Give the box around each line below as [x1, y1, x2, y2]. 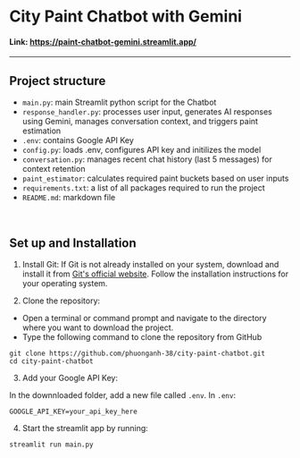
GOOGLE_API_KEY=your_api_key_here [9, 407, 138, 417]
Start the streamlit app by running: [21, 423, 149, 434]
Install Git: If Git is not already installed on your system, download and [21, 259, 279, 270]
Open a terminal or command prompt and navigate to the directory [21, 313, 267, 324]
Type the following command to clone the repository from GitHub [21, 332, 262, 343]
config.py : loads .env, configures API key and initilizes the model [21, 145, 262, 156]
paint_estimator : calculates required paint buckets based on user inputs [21, 173, 289, 184]
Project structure [9, 73, 106, 89]
